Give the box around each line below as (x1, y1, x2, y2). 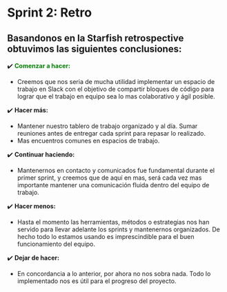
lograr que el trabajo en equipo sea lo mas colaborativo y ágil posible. (17, 92, 215, 101)
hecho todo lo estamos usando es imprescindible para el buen (17, 233, 195, 240)
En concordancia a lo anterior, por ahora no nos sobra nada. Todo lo (17, 270, 211, 278)
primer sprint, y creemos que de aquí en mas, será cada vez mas (17, 174, 202, 182)
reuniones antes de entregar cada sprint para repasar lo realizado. (17, 129, 206, 137)
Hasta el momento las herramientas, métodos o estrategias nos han (17, 218, 210, 226)
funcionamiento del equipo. (17, 240, 95, 248)
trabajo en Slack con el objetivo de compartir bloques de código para (17, 85, 215, 93)
